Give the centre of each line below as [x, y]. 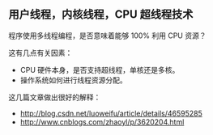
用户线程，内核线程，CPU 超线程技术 [101, 15]
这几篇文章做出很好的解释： [55, 97]
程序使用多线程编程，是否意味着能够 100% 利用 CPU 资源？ [107, 36]
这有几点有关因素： [40, 53]
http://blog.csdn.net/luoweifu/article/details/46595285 [111, 113]
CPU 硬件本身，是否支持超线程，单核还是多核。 [100, 70]
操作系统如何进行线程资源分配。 [73, 80]
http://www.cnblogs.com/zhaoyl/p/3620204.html [102, 122]
